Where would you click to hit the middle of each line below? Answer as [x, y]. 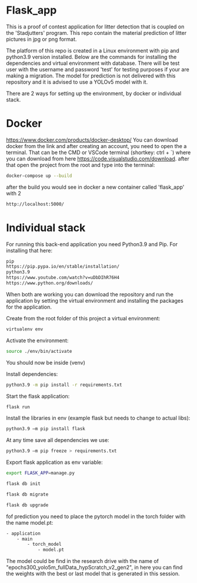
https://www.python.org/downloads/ [50, 283]
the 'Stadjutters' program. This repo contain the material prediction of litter [96, 32]
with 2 [14, 193]
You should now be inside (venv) [46, 362]
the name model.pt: [30, 522]
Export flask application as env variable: [54, 462]
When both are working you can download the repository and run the [90, 294]
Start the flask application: [38, 396]
